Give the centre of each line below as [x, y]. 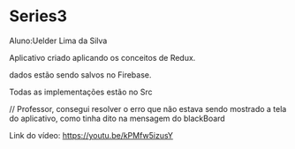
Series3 [38, 16]
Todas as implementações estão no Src [81, 92]
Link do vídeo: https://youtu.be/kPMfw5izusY [91, 135]
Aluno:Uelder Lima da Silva [58, 41]
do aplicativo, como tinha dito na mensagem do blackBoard [117, 118]
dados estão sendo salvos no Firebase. [80, 74]
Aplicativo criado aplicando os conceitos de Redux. [102, 57]
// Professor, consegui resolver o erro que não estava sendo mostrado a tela [148, 108]
